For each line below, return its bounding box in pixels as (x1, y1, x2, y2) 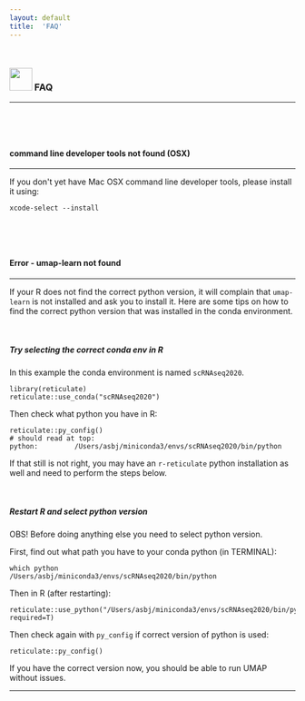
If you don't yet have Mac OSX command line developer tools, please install (9, 176, 292, 187)
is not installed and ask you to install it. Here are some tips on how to (31, 296, 289, 307)
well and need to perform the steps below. (9, 468, 168, 479)
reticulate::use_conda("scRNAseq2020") (9, 392, 161, 402)
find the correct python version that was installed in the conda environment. (9, 306, 293, 317)
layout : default (9, 13, 71, 23)
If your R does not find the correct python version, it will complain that (9, 287, 271, 298)
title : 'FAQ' (9, 22, 64, 31)
